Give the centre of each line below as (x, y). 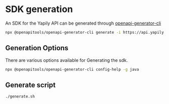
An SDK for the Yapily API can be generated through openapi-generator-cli (83, 23)
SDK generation (39, 9)
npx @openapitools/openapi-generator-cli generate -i (63, 32)
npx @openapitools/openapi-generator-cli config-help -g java (72, 69)
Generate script (30, 85)
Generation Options (37, 48)
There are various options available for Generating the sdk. (67, 60)
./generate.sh (20, 96)
